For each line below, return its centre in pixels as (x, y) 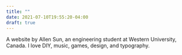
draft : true (21, 22)
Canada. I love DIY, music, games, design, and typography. (78, 46)
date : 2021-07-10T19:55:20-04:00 (47, 17)
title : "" (18, 12)
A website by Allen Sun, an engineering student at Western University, (92, 40)
